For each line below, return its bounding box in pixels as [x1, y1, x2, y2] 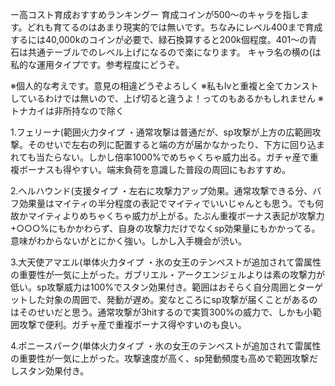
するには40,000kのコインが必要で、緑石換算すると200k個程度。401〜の [10, 34, 309, 45]
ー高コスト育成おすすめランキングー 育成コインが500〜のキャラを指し [10, 9, 301, 20]
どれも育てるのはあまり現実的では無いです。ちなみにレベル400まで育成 [26, 21, 323, 33]
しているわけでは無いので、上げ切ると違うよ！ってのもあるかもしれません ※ [10, 93, 324, 104]
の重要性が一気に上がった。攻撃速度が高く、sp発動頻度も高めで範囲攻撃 [10, 353, 310, 364]
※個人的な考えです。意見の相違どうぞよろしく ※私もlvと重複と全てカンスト [10, 80, 320, 92]
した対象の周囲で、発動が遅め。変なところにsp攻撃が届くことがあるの [27, 294, 318, 305]
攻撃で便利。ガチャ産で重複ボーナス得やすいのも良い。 [18, 319, 247, 330]
